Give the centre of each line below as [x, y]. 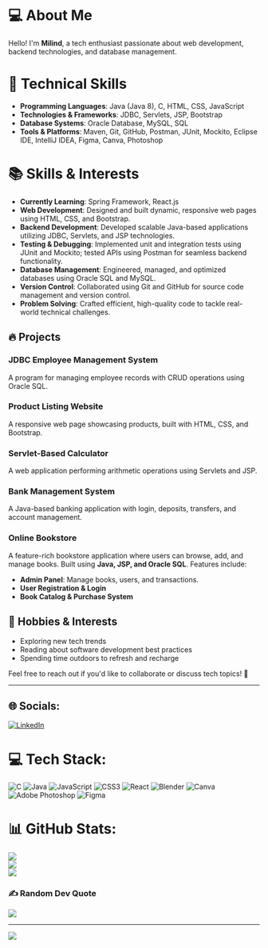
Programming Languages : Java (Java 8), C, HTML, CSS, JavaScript [132, 106]
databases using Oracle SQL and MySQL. [88, 278]
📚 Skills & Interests [74, 174]
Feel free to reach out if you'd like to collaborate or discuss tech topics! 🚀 [128, 674]
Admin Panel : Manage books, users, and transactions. [109, 579]
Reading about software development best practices [106, 650]
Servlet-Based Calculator [59, 453]
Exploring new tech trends [63, 641]
